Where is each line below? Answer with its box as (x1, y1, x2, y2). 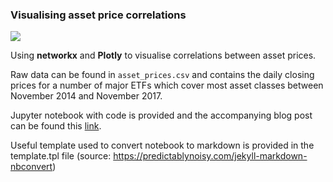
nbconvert (10, 161, 53, 173)
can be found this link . (10, 120, 102, 132)
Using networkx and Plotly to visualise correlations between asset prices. (10, 49, 317, 62)
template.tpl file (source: (10, 150, 112, 162)
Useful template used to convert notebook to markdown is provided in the (10, 139, 315, 152)
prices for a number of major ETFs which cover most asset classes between (10, 79, 324, 92)
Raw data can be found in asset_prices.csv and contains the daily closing (10, 69, 315, 81)
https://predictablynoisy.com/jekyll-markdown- (113, 150, 308, 162)
